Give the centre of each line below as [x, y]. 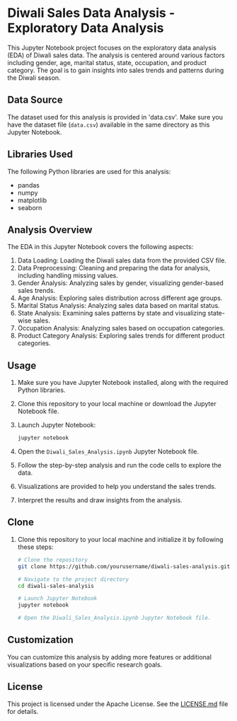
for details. [23, 711]
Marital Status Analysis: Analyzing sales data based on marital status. [119, 306]
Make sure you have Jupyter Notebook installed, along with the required [123, 383]
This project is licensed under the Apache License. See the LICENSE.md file [118, 704]
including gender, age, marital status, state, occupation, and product [107, 62]
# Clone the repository [53, 560]
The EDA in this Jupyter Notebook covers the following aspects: [100, 247]
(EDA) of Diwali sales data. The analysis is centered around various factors [116, 55]
